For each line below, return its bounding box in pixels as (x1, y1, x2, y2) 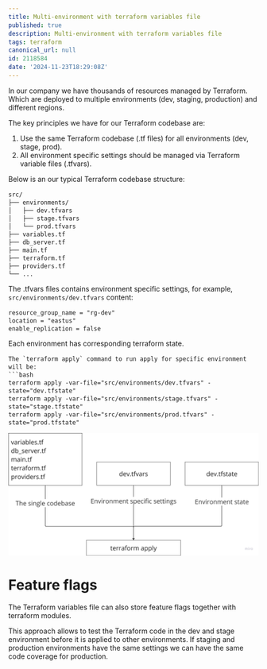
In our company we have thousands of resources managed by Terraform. (8, 86, 248, 95)
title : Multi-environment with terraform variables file (8, 13, 201, 21)
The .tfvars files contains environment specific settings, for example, (8, 284, 233, 293)
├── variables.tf (8, 230, 66, 238)
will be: (8, 362, 37, 371)
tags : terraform (8, 38, 62, 46)
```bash (8, 370, 34, 379)
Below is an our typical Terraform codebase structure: (8, 174, 185, 184)
